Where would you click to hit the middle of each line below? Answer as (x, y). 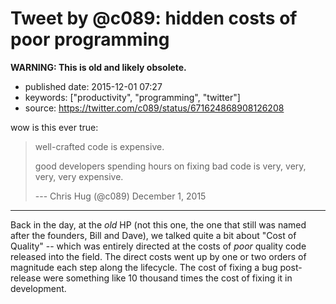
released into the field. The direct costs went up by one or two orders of (158, 256)
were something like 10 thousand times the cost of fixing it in (168, 278)
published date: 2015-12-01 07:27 (93, 86)
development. (38, 288)
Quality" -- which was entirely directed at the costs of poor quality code (158, 246)
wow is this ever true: (54, 127)
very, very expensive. (79, 176)
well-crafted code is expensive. (99, 146)
